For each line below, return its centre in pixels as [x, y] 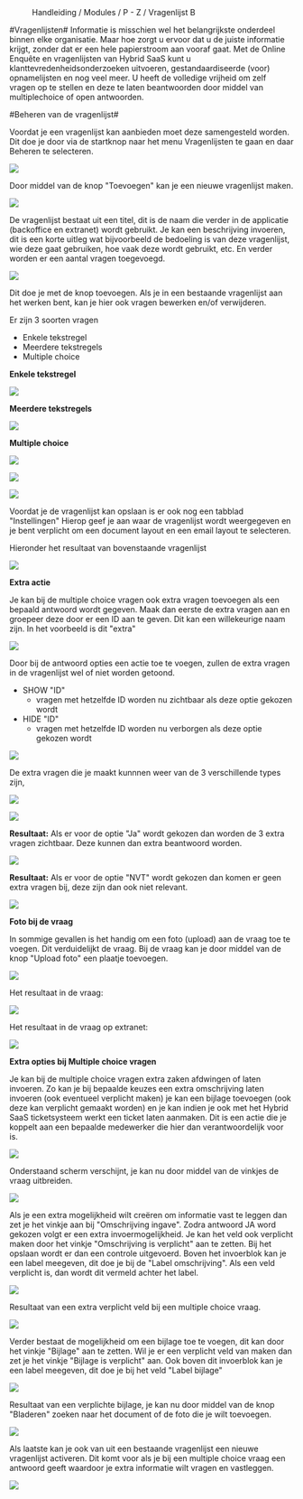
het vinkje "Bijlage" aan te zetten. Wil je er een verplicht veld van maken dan [151, 1351]
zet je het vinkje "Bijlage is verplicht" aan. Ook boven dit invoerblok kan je [146, 1360]
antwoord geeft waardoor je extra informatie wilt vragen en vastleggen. [142, 1468]
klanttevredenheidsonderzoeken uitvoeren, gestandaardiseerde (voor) [140, 68]
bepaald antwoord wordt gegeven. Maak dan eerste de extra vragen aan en [150, 610]
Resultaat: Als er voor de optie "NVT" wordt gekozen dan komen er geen [146, 877]
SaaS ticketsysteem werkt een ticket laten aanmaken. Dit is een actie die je [148, 1117]
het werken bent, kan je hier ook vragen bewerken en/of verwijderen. [138, 303]
